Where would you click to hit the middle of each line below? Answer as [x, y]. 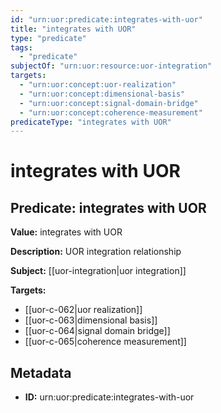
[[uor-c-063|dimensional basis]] [91, 320]
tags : [21, 47]
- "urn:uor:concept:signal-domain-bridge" [109, 103]
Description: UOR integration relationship [96, 252]
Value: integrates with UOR [66, 232]
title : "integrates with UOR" [73, 29]
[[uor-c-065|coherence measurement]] [105, 342]
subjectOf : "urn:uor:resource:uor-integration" [111, 66]
